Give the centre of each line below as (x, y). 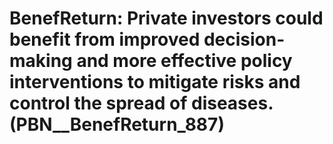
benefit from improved (105, 39)
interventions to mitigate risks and (155, 82)
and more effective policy (184, 61)
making (41, 61)
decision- (244, 39)
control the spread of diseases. (141, 103)
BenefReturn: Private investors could (166, 18)
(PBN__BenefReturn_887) (117, 124)
